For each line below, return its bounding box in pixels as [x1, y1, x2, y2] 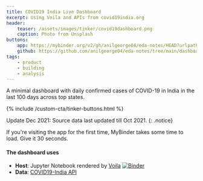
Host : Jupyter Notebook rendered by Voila [14, 162, 121, 170]
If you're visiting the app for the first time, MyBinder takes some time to [6, 129, 184, 136]
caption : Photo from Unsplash [17, 31, 94, 37]
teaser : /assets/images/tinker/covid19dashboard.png [17, 25, 153, 32]
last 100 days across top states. [6, 94, 85, 101]
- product [17, 59, 42, 65]
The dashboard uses [6, 148, 59, 156]
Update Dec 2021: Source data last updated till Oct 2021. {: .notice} [6, 117, 173, 124]
